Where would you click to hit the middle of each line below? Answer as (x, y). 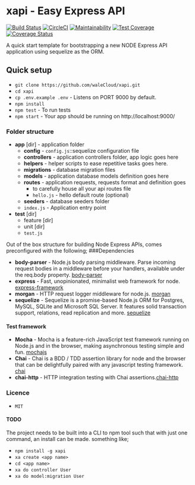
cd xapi (24, 91)
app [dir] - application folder (50, 144)
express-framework (39, 288)
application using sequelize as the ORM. (55, 51)
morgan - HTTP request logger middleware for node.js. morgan (92, 294)
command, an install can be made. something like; (67, 439)
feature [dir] (38, 221)
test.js (33, 234)
